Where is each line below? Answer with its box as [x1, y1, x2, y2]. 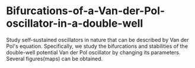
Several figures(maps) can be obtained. [6, 55, 103, 62]
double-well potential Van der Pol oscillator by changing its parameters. [6, 48, 181, 56]
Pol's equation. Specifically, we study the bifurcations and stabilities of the [6, 43, 188, 50]
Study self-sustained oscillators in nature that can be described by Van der [6, 36, 189, 43]
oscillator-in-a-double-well [6, 17, 143, 30]
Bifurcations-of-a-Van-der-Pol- [6, 4, 165, 18]
